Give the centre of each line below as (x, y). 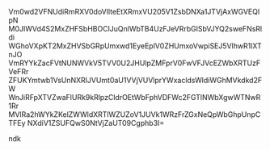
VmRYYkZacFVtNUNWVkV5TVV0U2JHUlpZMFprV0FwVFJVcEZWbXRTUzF (135, 63)
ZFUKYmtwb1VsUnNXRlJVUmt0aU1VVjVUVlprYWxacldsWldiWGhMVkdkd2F (135, 80)
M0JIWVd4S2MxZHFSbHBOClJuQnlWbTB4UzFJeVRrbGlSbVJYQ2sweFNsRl (135, 29)
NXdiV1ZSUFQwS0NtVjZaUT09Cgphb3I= (96, 123)
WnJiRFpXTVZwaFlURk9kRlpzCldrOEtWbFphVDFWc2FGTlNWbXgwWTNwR (135, 97)
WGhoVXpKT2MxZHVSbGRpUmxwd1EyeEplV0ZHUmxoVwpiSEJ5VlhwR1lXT (135, 46)
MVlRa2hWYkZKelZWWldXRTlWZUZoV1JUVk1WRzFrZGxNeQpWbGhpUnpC (135, 115)
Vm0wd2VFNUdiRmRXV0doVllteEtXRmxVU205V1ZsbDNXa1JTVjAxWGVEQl (134, 12)
